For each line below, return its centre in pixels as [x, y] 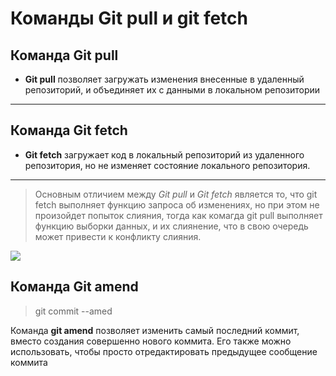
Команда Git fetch [69, 130]
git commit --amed [73, 311]
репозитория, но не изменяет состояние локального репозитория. [167, 165]
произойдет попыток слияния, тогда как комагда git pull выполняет [178, 215]
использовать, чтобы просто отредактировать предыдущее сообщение [164, 351]
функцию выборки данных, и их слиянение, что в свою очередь [171, 226]
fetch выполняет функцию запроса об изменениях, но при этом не [177, 204]
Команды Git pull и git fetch [129, 18]
